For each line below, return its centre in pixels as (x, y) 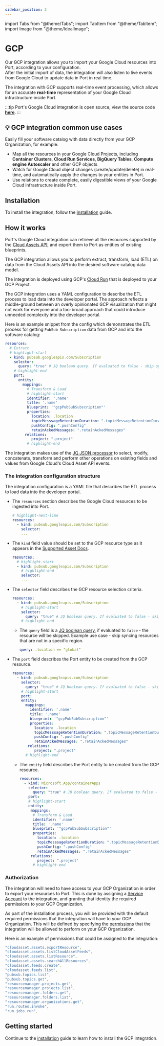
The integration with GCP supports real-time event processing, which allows (82, 87)
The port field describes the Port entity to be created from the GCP (80, 659)
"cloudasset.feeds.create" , (34, 966)
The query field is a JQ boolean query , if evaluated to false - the (84, 630)
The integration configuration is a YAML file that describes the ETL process (81, 487)
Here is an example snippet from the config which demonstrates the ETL (78, 324)
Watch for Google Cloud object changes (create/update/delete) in (78, 170)
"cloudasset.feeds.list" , (31, 970)
